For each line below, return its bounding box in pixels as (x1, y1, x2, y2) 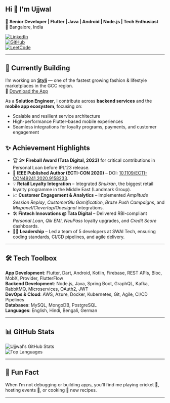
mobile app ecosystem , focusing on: (5, 103, 82, 109)
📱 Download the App (5, 88, 49, 94)
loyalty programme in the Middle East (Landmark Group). (12, 187, 132, 193)
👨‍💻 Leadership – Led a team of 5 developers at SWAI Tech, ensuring (12, 229, 156, 235)
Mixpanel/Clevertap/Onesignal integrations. (12, 205, 104, 211)
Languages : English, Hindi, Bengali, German (5, 307, 98, 314)
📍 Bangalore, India (5, 24, 44, 30)
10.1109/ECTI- (118, 170, 148, 176)
